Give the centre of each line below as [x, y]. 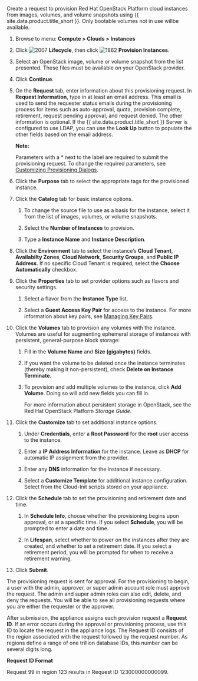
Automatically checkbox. [46, 270]
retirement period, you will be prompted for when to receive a [98, 552]
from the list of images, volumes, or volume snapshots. [91, 216]
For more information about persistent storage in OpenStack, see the [108, 405]
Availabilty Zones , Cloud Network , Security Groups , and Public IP [97, 257]
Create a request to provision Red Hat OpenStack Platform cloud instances [97, 9]
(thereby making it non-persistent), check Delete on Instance [99, 369]
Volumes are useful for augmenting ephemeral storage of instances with [103, 334]
